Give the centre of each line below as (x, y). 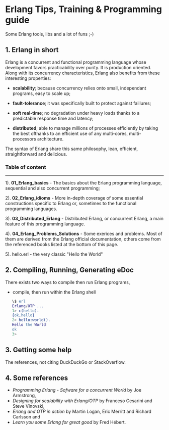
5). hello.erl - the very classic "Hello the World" (54, 254)
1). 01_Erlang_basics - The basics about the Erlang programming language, (83, 183)
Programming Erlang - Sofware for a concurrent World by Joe (77, 390)
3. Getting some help (38, 350)
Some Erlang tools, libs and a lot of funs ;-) (50, 34)
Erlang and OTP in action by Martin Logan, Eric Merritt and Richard (82, 412)
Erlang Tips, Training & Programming (84, 9)
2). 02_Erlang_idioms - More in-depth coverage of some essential (74, 198)
